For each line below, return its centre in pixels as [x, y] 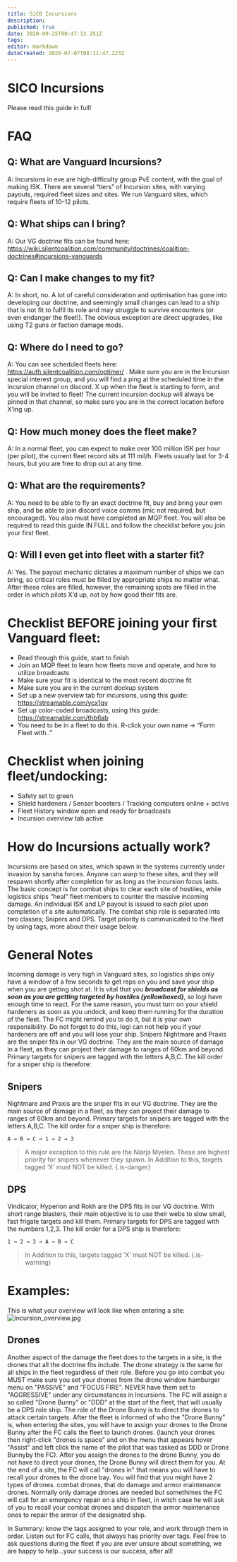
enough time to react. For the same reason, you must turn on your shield [113, 1004]
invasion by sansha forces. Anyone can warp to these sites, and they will [113, 874]
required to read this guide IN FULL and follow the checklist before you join [116, 525]
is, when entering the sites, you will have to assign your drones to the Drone [117, 1424]
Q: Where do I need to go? [65, 347]
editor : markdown [33, 47]
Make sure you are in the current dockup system [88, 687]
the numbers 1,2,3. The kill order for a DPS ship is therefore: [94, 1229]
